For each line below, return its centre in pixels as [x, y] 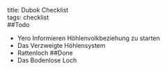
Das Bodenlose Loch [47, 60]
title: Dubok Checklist [38, 10]
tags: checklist [28, 17]
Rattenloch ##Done [45, 53]
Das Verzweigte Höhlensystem [61, 45]
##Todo [18, 25]
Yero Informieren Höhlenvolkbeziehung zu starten [88, 38]
